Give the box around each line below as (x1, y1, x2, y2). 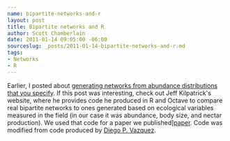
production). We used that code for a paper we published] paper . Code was (7, 118, 223, 126)
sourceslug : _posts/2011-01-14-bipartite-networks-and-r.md (7, 43, 186, 50)
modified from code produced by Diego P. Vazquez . (7, 126, 157, 134)
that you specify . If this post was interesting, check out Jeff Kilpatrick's (7, 89, 211, 97)
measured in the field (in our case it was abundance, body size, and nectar (7, 111, 222, 119)
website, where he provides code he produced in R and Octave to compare (7, 96, 223, 105)
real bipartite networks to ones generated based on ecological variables (7, 103, 214, 112)
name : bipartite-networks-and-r (7, 10, 101, 17)
